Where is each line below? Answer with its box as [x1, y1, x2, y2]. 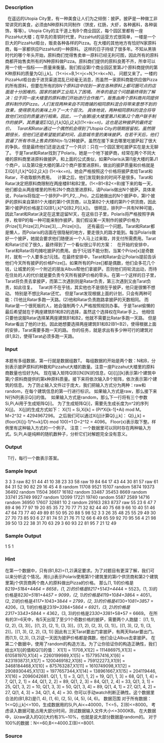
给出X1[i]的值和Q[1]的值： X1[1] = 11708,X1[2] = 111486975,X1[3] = [5, 647, 136, 653]
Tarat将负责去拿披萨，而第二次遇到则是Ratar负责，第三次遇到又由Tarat [5, 278, 147, 284]
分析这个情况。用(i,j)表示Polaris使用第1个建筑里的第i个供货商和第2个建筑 [13, 573, 159, 579]
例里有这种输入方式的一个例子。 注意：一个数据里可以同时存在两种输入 [5, 425, 147, 431]
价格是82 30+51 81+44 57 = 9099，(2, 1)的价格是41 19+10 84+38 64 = [5, 592, 139, 598]
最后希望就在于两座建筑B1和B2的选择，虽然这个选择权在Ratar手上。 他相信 [5, 309, 155, 315]
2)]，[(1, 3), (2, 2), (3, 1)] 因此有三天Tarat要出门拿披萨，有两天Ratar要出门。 [5, 629, 157, 634]
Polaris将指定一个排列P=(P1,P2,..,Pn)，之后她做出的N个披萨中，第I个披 [13, 193, 155, 199]
